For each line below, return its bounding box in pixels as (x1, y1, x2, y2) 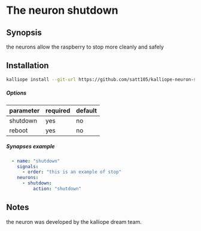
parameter (9, 106, 40, 114)
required (45, 106, 71, 114)
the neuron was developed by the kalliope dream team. (6, 218, 142, 225)
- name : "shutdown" (11, 158, 60, 164)
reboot (9, 126, 28, 135)
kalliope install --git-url (6, 76, 77, 83)
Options (6, 89, 27, 96)
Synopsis (6, 28, 42, 38)
